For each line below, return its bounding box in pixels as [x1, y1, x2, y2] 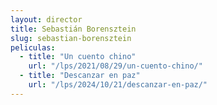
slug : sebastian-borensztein [10, 33, 132, 43]
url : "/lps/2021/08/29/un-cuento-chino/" [28, 61, 203, 71]
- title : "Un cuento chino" [19, 52, 137, 62]
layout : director [10, 14, 83, 25]
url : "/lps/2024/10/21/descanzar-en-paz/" [28, 80, 208, 90]
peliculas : [10, 42, 56, 53]
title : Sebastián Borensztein [10, 24, 137, 34]
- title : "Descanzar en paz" [19, 71, 141, 81]
